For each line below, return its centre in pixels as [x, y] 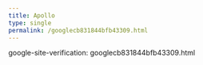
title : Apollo [32, 15]
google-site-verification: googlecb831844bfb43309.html [102, 53]
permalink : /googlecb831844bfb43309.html [78, 30]
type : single [30, 23]
